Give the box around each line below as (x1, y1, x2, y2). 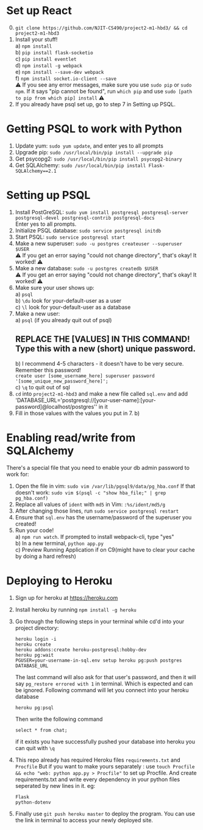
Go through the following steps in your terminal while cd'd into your (15, 618, 185, 625)
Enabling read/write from (6, 431, 136, 444)
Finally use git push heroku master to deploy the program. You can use (15, 810, 195, 817)
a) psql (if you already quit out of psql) (15, 316, 112, 323)
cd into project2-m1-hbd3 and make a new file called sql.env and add (15, 390, 188, 397)
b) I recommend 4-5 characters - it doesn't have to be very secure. (15, 359, 184, 367)
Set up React (6, 4, 72, 18)
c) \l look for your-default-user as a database (15, 303, 131, 311)
